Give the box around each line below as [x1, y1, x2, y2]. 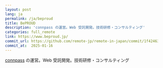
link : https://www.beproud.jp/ [5, 34, 68, 39]
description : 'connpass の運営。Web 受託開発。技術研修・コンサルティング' [5, 25, 146, 30]
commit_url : [5, 39, 29, 44]
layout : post [5, 7, 32, 12]
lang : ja [5, 12, 23, 17]
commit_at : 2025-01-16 [5, 43, 53, 48]
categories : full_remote [5, 30, 55, 34]
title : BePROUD [5, 20, 36, 26]
